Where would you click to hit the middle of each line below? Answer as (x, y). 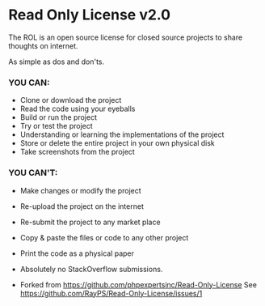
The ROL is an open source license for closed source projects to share (126, 37)
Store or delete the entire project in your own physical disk (118, 143)
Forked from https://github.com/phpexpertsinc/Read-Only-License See (138, 284)
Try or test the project (56, 126)
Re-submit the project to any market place (90, 222)
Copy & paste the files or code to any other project (104, 237)
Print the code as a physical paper (77, 253)
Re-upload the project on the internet (82, 206)
